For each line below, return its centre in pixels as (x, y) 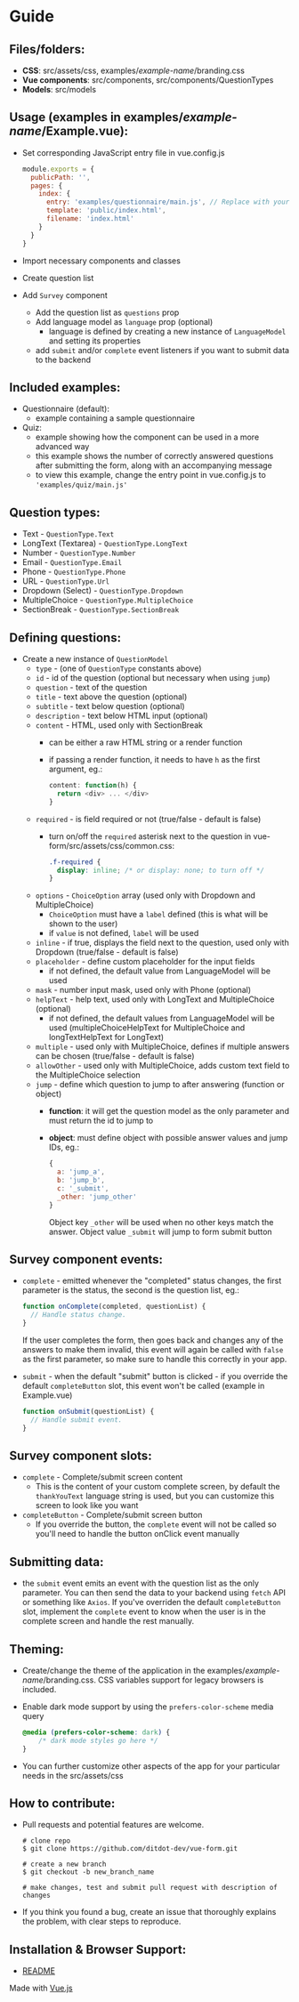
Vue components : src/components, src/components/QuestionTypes (148, 80)
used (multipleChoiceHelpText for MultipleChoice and (147, 1028)
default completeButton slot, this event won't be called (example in (143, 1385)
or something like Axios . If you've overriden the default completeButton (151, 1602)
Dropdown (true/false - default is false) (107, 952)
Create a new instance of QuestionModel (95, 659)
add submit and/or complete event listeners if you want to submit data (162, 350)
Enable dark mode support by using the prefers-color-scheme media (148, 1707)
